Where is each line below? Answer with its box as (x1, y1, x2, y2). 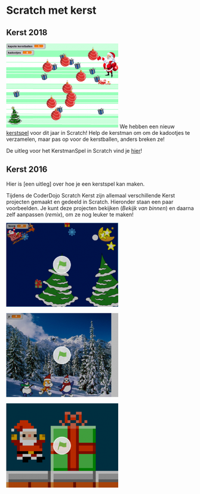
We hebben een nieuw (119, 123, 175, 130)
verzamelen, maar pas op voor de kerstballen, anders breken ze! (6, 135, 165, 143)
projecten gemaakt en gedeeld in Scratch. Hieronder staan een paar (6, 198, 174, 205)
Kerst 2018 (6, 27, 48, 38)
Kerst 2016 (6, 165, 48, 175)
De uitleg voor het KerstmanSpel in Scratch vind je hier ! (6, 147, 142, 154)
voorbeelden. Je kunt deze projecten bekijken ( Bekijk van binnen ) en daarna (6, 204, 194, 212)
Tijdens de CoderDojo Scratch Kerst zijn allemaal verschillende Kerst (6, 192, 175, 199)
